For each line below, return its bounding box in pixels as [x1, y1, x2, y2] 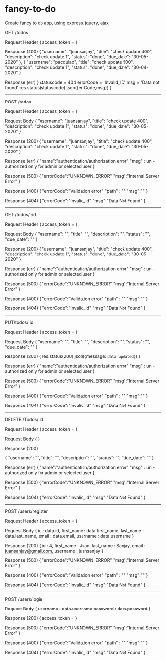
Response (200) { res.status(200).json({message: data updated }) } [5, 353, 141, 359]
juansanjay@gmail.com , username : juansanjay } [5, 548, 104, 554]
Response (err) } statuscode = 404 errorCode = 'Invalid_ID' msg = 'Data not [5, 79, 160, 85]
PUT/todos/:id [5, 319, 34, 325]
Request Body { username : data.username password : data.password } [5, 606, 151, 611]
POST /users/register [5, 508, 48, 514]
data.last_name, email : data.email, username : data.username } [5, 533, 134, 539]
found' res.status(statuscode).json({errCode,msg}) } [5, 84, 112, 90]
